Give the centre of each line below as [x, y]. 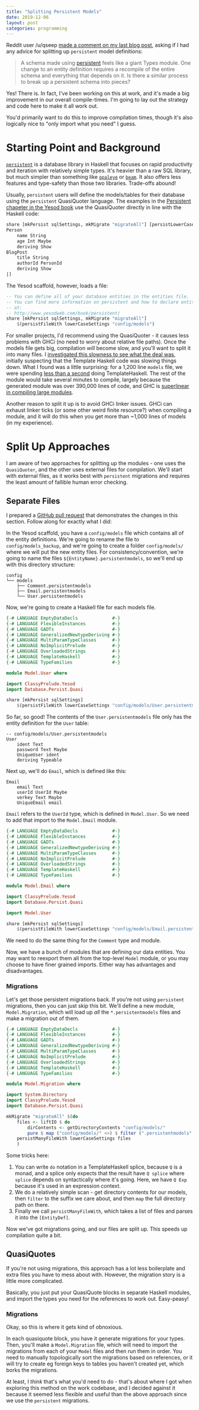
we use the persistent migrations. [48, 1400]
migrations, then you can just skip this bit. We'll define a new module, [91, 1005]
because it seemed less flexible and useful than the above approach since [97, 1395]
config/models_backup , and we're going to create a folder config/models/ [95, 545]
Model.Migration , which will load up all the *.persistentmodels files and [93, 1012]
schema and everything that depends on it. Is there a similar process [104, 75]
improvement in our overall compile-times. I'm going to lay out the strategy [97, 100]
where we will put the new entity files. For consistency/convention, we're [95, 552]
